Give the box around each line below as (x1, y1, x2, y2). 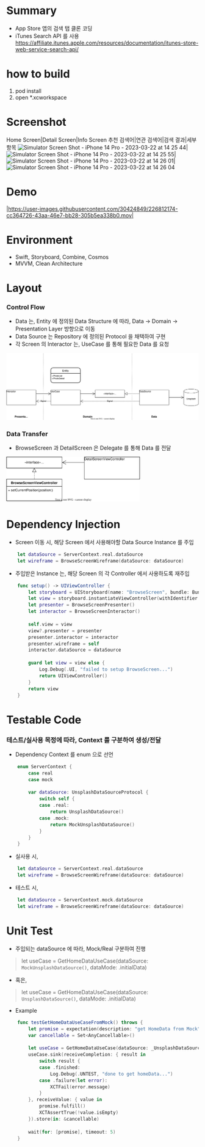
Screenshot (6, 115, 67, 129)
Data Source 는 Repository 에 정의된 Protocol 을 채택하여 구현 (15, 333, 166, 340)
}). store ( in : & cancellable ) (28, 1116, 99, 1122)
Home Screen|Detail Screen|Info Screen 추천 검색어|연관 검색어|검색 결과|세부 (6, 136, 197, 144)
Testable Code (6, 713, 82, 727)
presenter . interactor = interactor (28, 634, 119, 640)
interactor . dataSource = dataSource (28, 647, 121, 654)
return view (28, 685, 59, 692)
